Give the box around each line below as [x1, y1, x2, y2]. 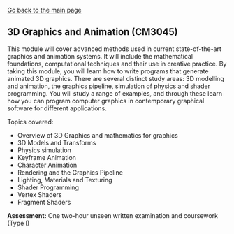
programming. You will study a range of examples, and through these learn [7, 89, 223, 97]
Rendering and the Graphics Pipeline [17, 168, 124, 177]
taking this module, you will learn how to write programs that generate [7, 66, 209, 75]
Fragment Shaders [17, 198, 71, 206]
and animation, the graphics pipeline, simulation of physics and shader [7, 82, 211, 90]
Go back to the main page [7, 6, 82, 14]
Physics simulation [17, 146, 71, 154]
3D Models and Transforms [17, 138, 96, 147]
